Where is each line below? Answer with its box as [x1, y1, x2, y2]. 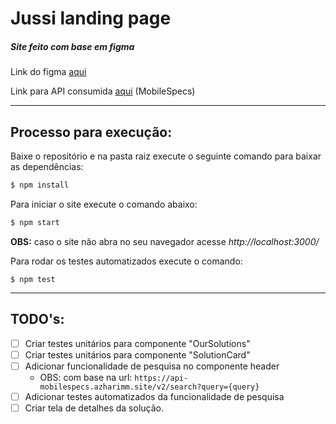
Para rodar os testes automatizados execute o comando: [10, 255, 243, 267]
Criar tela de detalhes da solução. [24, 402, 164, 414]
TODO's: [10, 311, 65, 328]
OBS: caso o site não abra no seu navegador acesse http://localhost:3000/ [10, 235, 320, 247]
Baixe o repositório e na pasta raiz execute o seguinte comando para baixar [10, 150, 322, 162]
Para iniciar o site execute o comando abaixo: [10, 198, 198, 210]
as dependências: [10, 160, 84, 172]
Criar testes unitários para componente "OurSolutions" [24, 337, 251, 349]
